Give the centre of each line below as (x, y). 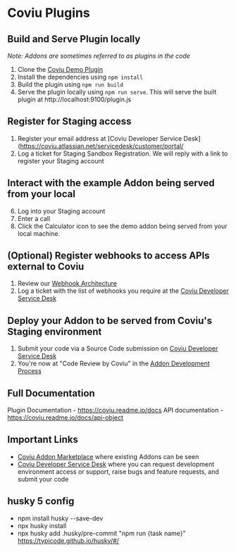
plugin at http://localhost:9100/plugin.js (74, 99)
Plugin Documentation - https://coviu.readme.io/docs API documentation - (116, 410)
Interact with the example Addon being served (111, 183)
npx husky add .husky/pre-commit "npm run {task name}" (101, 533)
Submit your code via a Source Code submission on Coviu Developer (118, 349)
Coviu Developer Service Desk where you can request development (116, 464)
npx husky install (42, 525)
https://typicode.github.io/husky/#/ (68, 541)
